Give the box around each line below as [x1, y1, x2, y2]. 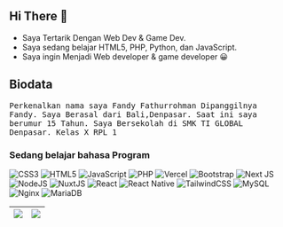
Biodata [9, 77, 53, 92]
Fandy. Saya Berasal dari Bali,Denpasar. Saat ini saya [9, 109, 257, 120]
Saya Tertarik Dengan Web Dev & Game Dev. [21, 32, 186, 43]
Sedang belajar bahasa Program [9, 148, 151, 160]
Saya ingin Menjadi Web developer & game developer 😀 [21, 51, 229, 62]
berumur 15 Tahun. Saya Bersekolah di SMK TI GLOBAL [9, 118, 244, 129]
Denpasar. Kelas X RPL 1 [9, 127, 117, 137]
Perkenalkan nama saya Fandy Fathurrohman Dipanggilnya [9, 100, 257, 111]
